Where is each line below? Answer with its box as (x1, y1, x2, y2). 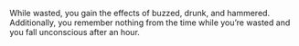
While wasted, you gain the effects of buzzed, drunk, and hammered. (9, 8, 271, 18)
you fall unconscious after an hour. (9, 27, 140, 37)
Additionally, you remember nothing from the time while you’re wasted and (9, 17, 291, 28)
